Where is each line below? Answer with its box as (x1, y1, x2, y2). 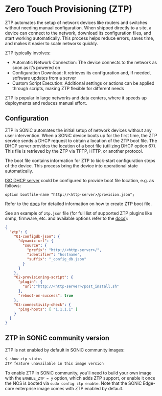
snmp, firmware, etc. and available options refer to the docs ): (5, 215, 129, 221)
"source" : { (23, 243, 47, 248)
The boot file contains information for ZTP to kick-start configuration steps (5, 158, 156, 163)
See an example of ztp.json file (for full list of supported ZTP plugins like (5, 210, 153, 216)
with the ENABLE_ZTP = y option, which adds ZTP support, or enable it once (5, 375, 156, 381)
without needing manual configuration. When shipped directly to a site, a (5, 24, 152, 30)
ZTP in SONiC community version (5, 334, 110, 342)
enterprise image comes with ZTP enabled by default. (15, 385, 124, 391)
